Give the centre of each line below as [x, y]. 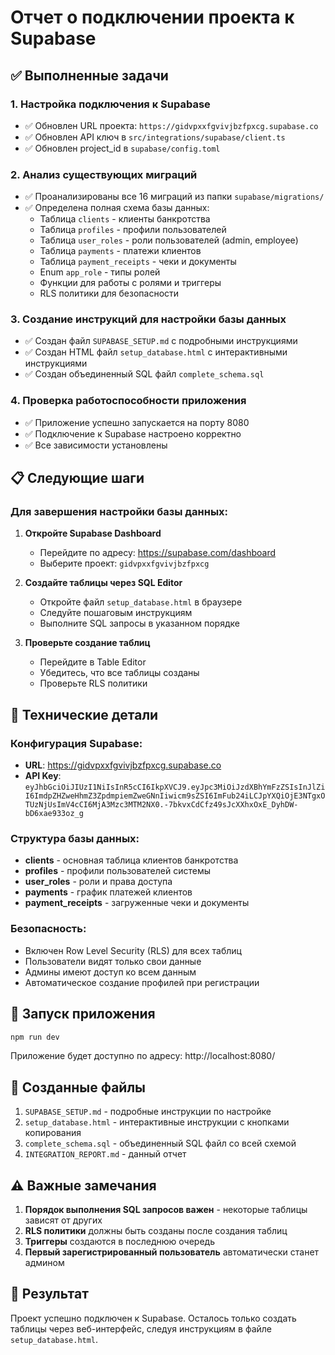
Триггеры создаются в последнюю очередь [119, 1242]
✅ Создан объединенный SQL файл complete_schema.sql [144, 374]
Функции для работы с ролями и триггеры [130, 283]
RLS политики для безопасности [109, 293]
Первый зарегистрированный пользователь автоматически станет [172, 1252]
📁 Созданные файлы [78, 1087]
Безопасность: [48, 929]
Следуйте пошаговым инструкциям [116, 613]
